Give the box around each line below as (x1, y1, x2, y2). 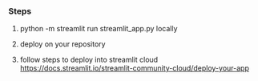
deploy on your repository (19, 39, 106, 49)
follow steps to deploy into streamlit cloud (19, 55, 159, 65)
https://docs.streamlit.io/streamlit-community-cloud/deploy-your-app (19, 63, 250, 73)
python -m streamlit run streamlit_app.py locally (19, 24, 178, 34)
